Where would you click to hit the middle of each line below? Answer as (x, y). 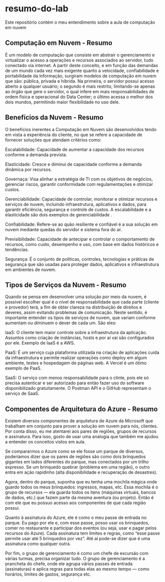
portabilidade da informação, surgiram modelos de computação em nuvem (81, 76)
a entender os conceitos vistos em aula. (45, 442)
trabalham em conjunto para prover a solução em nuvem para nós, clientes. (82, 426)
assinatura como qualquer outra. (38, 544)
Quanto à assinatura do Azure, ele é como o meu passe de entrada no (76, 517)
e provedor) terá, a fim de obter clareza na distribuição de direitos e (74, 307)
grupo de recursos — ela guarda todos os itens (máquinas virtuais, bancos (81, 492)
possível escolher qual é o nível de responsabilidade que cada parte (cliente (82, 302)
